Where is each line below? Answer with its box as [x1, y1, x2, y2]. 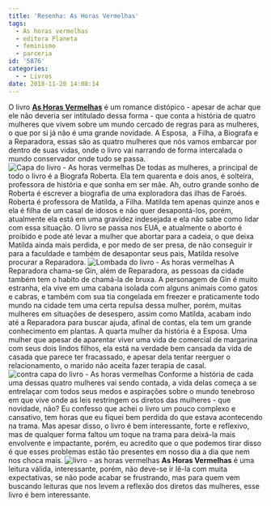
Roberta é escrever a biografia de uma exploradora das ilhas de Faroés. [8, 188, 248, 198]
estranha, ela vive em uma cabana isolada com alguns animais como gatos [8, 283, 258, 293]
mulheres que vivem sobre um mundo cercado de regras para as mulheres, [8, 119, 260, 129]
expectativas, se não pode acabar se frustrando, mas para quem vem [8, 472, 240, 482]
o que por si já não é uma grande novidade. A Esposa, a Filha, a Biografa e [8, 127, 259, 138]
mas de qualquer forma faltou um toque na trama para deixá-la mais [8, 429, 236, 439]
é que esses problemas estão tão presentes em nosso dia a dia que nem [8, 447, 250, 457]
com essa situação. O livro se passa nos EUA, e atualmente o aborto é [8, 222, 243, 232]
